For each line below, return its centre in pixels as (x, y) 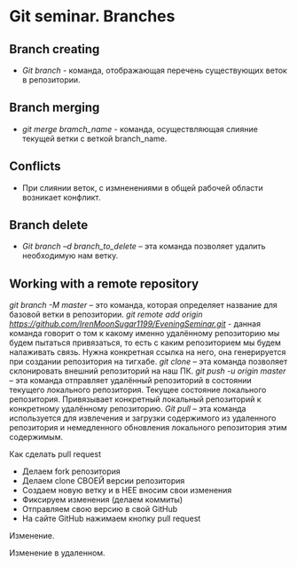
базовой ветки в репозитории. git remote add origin (106, 315)
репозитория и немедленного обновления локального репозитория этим (148, 428)
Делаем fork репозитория (71, 471)
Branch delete (49, 225)
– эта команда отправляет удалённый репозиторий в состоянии (131, 381)
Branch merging (55, 108)
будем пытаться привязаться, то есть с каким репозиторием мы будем (145, 343)
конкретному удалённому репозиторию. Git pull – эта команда (128, 409)
